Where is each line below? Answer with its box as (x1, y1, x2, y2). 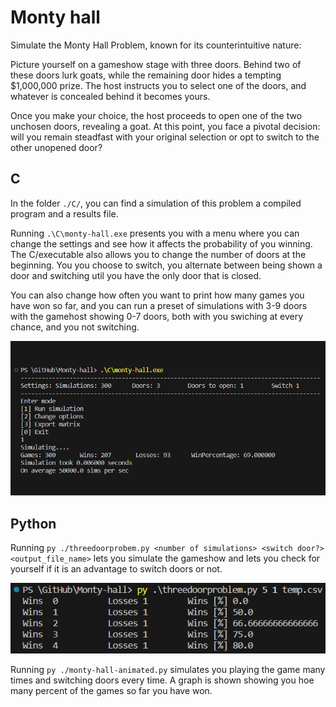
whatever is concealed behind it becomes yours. (10, 90, 211, 102)
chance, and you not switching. (10, 321, 140, 333)
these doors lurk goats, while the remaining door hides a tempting (10, 69, 282, 81)
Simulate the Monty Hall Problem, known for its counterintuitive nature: (10, 39, 302, 51)
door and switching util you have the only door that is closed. (10, 269, 262, 281)
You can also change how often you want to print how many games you (10, 289, 305, 301)
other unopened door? (10, 141, 103, 153)
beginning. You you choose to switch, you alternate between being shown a (10, 259, 323, 271)
